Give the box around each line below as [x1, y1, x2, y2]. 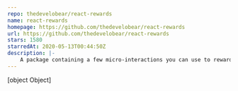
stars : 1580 [7, 37, 42, 44]
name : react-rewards [7, 17, 69, 24]
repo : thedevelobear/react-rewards [7, 10, 113, 18]
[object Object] [7, 75, 52, 84]
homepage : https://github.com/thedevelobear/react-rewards [7, 23, 186, 30]
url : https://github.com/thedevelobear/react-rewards [7, 30, 170, 37]
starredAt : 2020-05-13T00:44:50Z [7, 43, 106, 50]
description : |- [7, 50, 55, 57]
